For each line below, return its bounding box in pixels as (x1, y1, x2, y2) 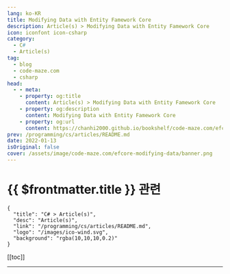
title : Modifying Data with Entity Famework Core (7, 16, 152, 23)
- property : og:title (19, 93, 81, 100)
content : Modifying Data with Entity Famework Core (25, 112, 176, 119)
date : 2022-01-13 (7, 138, 57, 145)
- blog (13, 61, 32, 68)
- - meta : (13, 86, 41, 93)
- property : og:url (19, 118, 75, 125)
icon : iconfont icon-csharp (7, 29, 88, 36)
